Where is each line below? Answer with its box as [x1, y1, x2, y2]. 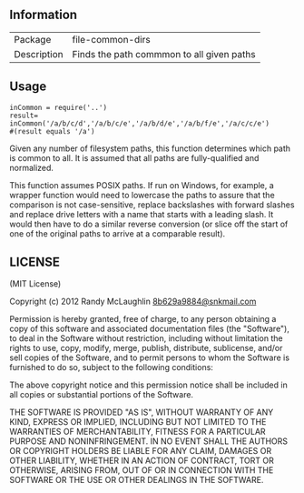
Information [9, 7, 78, 23]
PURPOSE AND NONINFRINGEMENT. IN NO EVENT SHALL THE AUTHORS [9, 436, 289, 447]
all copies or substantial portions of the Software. [9, 389, 193, 400]
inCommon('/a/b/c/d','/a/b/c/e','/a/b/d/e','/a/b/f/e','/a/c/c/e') [9, 118, 270, 128]
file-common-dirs [72, 33, 152, 45]
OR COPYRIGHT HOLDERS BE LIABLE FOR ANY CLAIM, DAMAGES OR [9, 446, 272, 457]
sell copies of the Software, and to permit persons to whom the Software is [9, 352, 290, 363]
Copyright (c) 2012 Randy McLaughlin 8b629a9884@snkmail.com [9, 296, 257, 307]
